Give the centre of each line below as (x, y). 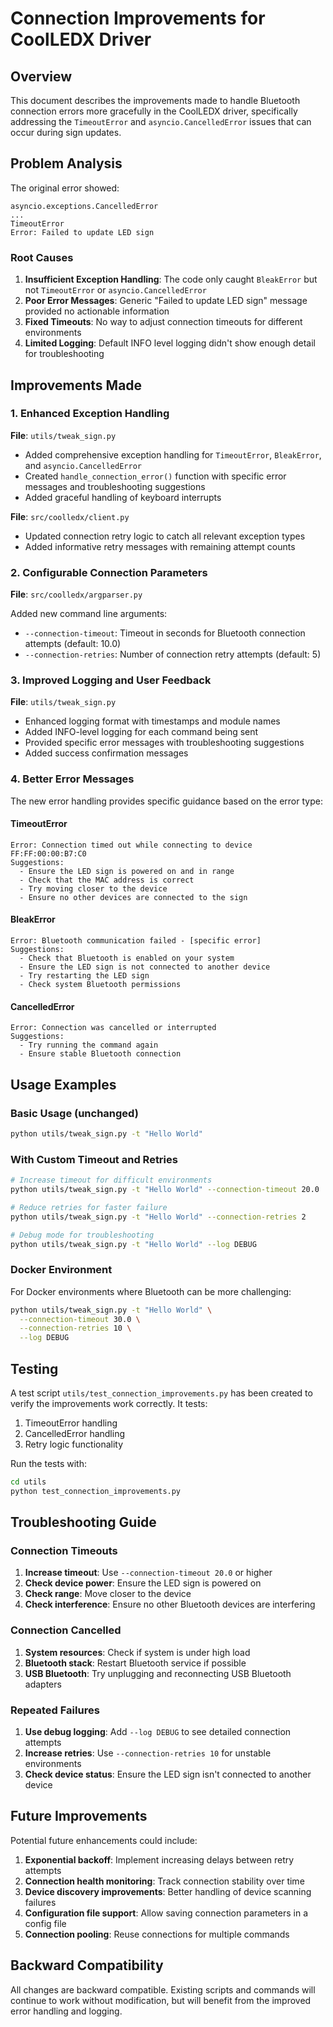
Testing (34, 1368)
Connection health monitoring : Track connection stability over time (164, 1881)
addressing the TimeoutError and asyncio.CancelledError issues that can (161, 121)
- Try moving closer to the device (93, 888)
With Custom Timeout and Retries (94, 1159)
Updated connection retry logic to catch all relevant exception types (165, 536)
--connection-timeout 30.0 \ (80, 1319)
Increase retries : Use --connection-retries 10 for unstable (148, 1753)
